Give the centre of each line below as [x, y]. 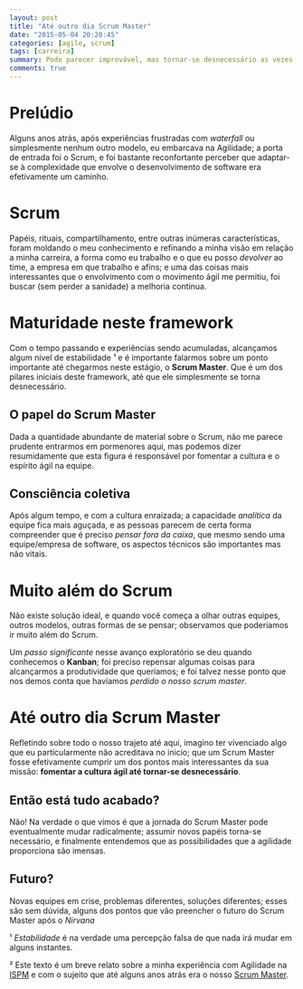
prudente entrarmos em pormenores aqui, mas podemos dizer [125, 446]
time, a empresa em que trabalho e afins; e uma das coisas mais [129, 267]
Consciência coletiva [70, 494]
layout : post [34, 18]
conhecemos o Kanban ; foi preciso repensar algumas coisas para [133, 662]
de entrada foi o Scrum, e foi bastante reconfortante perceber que [133, 157]
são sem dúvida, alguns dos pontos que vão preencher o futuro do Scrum [147, 910]
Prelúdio [42, 113]
